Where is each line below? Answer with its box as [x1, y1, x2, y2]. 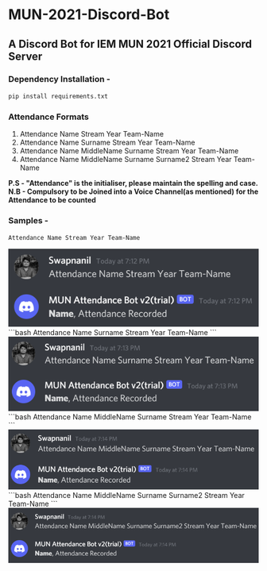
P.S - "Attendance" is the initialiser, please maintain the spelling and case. [8, 179, 258, 188]
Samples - [8, 214, 49, 226]
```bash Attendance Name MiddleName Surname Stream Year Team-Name [8, 411, 252, 422]
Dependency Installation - [8, 73, 111, 84]
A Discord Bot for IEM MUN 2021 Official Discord [8, 37, 253, 51]
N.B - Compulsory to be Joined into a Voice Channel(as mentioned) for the [8, 187, 259, 196]
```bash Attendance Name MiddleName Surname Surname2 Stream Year [8, 490, 245, 500]
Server [8, 49, 43, 63]
